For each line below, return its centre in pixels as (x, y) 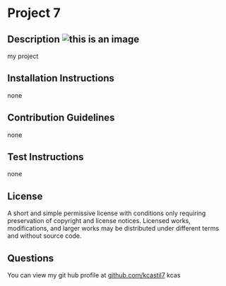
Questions (31, 258)
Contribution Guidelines (61, 118)
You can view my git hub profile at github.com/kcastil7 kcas (94, 275)
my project (23, 56)
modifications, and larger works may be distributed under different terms (113, 229)
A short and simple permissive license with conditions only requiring (107, 213)
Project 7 (34, 13)
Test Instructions (46, 157)
